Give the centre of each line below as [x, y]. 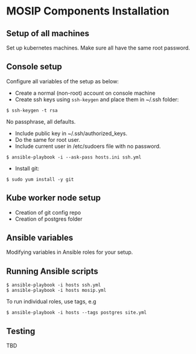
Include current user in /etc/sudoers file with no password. [88, 146]
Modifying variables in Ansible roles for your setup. [70, 252]
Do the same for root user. [47, 139]
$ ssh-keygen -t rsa [32, 110]
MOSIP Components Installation [88, 11]
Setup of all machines [48, 33]
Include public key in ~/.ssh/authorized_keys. [71, 133]
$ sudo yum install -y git [40, 179]
